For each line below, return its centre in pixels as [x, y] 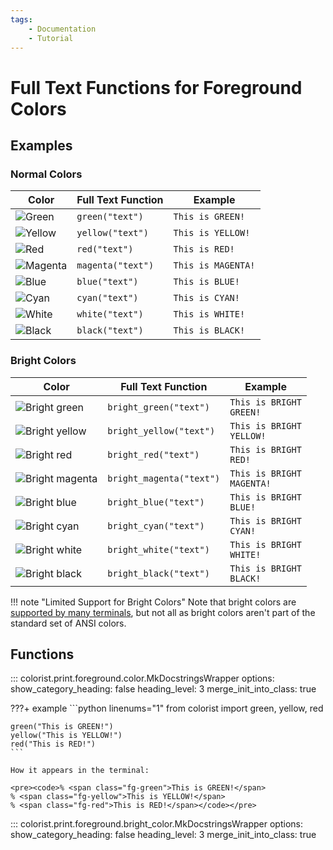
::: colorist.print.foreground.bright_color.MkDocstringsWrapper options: [156, 824]
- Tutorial [51, 38]
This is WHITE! [209, 314]
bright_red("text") [153, 454]
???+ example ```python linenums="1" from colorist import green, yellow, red [167, 708]
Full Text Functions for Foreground [156, 87]
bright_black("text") [158, 573]
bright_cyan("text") [156, 525]
